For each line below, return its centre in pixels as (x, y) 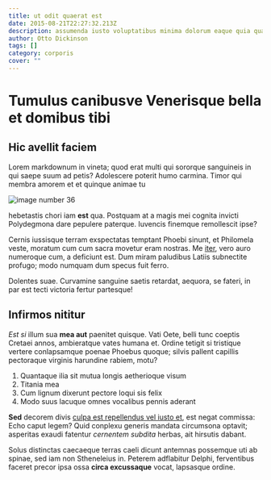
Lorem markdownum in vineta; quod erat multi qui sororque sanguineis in (130, 167)
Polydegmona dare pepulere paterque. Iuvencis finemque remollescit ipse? (133, 223)
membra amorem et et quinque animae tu (77, 184)
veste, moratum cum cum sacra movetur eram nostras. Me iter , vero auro (130, 248)
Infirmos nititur (47, 315)
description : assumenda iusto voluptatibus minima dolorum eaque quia (129, 31)
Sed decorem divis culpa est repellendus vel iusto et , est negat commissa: (132, 417)
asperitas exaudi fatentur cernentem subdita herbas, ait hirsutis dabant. (127, 434)
